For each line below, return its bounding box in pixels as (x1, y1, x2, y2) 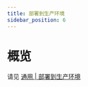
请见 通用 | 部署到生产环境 (7, 72, 81, 81)
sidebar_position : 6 (7, 17, 67, 23)
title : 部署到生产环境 (7, 10, 65, 17)
